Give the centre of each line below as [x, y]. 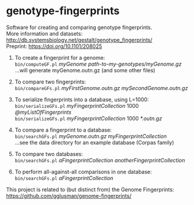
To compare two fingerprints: [50, 82]
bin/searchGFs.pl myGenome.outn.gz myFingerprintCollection [91, 136]
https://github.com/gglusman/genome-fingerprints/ [69, 196]
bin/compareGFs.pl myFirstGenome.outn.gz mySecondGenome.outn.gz [101, 88]
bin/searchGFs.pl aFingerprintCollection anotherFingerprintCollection [100, 160]
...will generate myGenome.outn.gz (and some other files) [85, 70]
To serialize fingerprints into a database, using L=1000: [82, 100]
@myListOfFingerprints [43, 112]
